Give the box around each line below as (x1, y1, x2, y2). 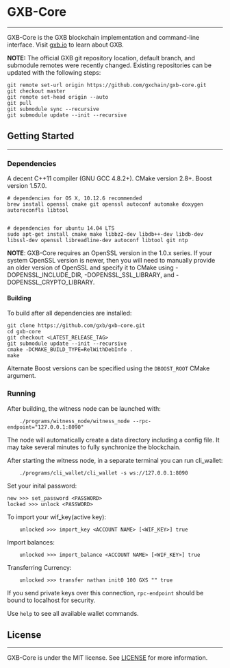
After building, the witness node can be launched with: (7, 404, 161, 412)
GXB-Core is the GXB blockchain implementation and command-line (7, 33, 200, 41)
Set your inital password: (7, 481, 77, 490)
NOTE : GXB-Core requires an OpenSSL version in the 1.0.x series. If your (7, 249, 212, 257)
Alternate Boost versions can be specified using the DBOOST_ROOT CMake (7, 364, 210, 372)
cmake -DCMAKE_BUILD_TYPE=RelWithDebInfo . (7, 346, 133, 353)
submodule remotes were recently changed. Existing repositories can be (7, 61, 212, 69)
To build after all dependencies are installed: (7, 309, 132, 318)
